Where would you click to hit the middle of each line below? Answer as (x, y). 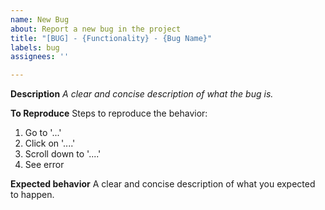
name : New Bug (40, 19)
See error (44, 165)
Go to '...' (43, 133)
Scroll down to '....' (63, 154)
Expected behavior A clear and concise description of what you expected (163, 184)
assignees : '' (40, 57)
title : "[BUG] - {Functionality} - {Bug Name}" (111, 38)
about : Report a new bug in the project (96, 29)
